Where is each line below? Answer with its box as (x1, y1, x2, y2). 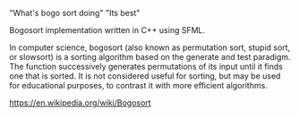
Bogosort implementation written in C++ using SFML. (9, 25, 206, 35)
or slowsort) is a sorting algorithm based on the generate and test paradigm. (9, 52, 291, 62)
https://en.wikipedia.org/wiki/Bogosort (9, 97, 151, 108)
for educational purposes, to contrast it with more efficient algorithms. (9, 80, 269, 90)
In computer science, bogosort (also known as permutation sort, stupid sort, (9, 42, 291, 53)
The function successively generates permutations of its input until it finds (9, 62, 284, 71)
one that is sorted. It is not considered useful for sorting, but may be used (9, 71, 281, 81)
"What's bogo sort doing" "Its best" (9, 8, 141, 18)
